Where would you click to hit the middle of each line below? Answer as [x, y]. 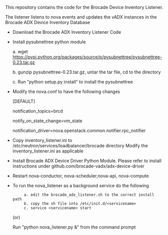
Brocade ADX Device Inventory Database [48, 22]
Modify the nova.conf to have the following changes [66, 92]
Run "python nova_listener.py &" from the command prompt [74, 227]
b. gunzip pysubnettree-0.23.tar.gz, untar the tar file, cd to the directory [87, 72]
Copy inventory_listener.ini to [42, 140]
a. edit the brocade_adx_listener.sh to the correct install [89, 195]
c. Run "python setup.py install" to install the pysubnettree [72, 82]
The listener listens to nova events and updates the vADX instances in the [81, 17]
